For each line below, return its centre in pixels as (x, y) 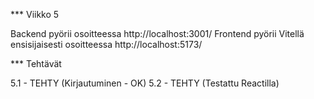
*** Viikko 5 (35, 14)
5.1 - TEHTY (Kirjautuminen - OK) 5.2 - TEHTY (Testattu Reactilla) (145, 83)
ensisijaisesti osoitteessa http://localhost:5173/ (106, 44)
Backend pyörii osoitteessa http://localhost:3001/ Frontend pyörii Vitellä (157, 33)
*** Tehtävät (36, 63)
